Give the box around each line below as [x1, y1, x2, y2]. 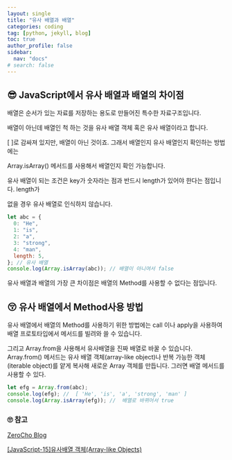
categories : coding [7, 23, 64, 30]
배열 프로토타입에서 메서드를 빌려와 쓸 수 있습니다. [7, 330, 143, 338]
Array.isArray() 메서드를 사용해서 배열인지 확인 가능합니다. [7, 162, 166, 170]
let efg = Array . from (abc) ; [7, 384, 89, 391]
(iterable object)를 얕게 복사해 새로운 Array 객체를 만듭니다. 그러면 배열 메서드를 [7, 361, 225, 370]
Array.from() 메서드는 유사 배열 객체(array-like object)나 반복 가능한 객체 [7, 353, 206, 361]
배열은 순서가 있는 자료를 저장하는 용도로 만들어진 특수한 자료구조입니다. [7, 109, 202, 117]
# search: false [7, 62, 54, 69]
